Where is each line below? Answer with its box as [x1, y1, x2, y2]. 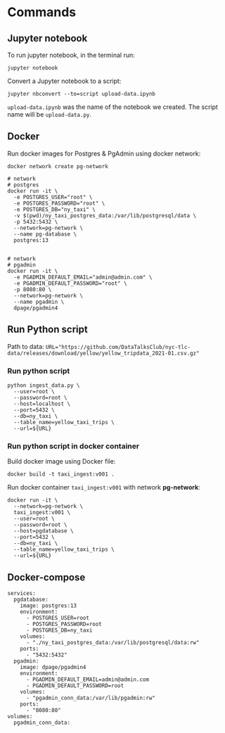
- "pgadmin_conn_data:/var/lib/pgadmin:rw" [25, 694, 156, 702]
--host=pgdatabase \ [13, 528, 74, 535]
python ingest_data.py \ [7, 381, 80, 389]
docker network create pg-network [7, 162, 109, 170]
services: [7, 590, 37, 597]
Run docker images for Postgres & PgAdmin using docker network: [7, 149, 201, 158]
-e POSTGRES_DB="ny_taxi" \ [13, 205, 96, 213]
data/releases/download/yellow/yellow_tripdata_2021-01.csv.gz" [7, 350, 200, 357]
